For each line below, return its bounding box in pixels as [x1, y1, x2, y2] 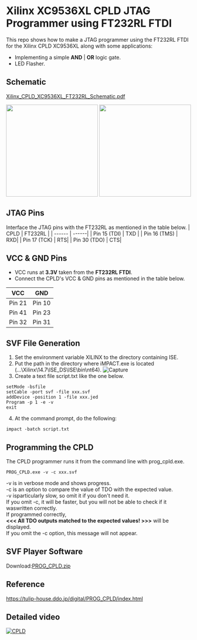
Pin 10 [32, 299, 51, 307]
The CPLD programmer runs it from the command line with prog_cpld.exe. [6, 458, 185, 465]
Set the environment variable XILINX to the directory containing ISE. [14, 354, 179, 361]
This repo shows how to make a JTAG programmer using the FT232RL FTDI [6, 36, 189, 43]
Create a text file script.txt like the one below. [14, 373, 124, 380]
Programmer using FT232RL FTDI [6, 16, 172, 30]
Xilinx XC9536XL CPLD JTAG [6, 4, 151, 18]
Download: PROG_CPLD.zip [6, 562, 71, 569]
